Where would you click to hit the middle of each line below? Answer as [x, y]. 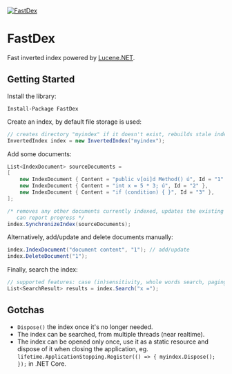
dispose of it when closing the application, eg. [83, 348]
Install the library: [32, 96]
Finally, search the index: [42, 270]
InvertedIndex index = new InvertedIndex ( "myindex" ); [86, 141]
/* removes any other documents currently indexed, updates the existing [116, 211]
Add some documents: [39, 154]
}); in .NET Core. [42, 364]
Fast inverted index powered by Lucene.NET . [71, 57]
